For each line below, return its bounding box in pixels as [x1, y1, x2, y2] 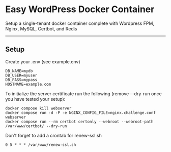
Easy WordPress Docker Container [5, 4, 155, 15]
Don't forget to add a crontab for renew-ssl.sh [5, 132, 102, 138]
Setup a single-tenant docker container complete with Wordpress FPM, [5, 20, 154, 26]
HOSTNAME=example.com [5, 82, 51, 87]
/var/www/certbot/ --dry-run [5, 123, 67, 129]
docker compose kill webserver [5, 105, 72, 111]
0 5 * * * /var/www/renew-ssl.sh [5, 142, 76, 147]
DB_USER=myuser [5, 72, 38, 78]
